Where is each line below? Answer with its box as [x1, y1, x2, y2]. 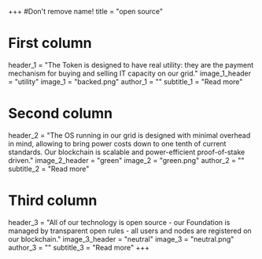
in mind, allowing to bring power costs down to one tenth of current [8, 139, 227, 148]
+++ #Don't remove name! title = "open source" [8, 7, 164, 16]
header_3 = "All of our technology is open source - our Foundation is [8, 217, 231, 227]
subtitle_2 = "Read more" [8, 164, 90, 173]
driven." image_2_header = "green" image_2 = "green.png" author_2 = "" [8, 155, 245, 165]
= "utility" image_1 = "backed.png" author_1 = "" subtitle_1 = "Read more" [8, 76, 243, 86]
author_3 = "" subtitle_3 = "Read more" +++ [8, 242, 149, 252]
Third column [8, 192, 98, 209]
